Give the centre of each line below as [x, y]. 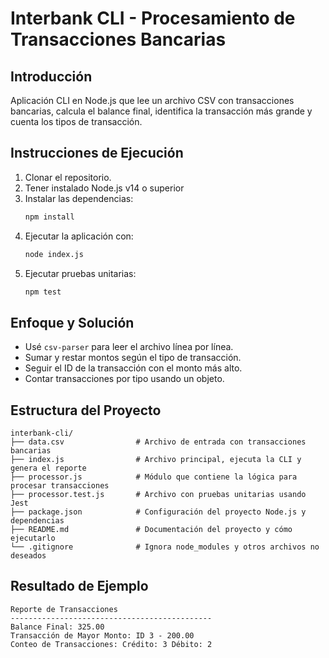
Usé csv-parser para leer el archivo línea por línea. [129, 347]
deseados [28, 556]
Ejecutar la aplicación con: [79, 236]
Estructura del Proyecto [86, 410]
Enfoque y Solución [72, 322]
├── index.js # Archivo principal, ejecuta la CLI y [156, 460]
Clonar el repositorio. [68, 177]
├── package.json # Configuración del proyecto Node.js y [158, 512]
